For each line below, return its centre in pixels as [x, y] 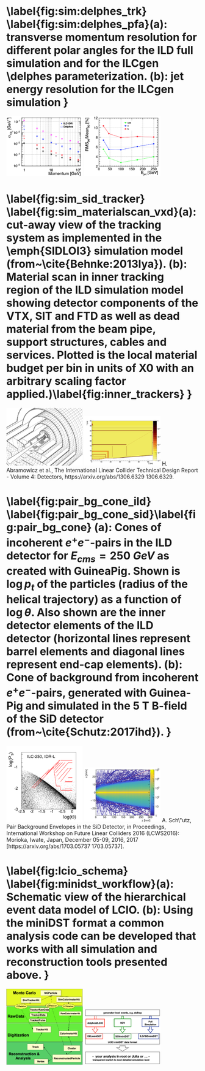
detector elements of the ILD [80, 625]
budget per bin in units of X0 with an [100, 368]
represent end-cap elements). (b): [95, 664]
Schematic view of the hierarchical [96, 897]
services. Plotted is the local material [102, 355]
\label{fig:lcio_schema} [67, 871]
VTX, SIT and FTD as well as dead [93, 316]
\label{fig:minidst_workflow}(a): [90, 884]
